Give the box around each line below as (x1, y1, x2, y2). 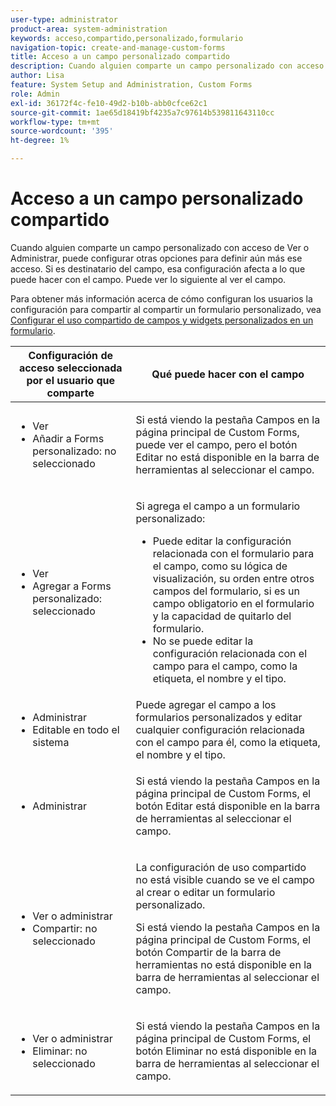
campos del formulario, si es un (152, 584, 300, 598)
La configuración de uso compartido (135, 860, 307, 874)
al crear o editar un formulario (135, 885, 276, 899)
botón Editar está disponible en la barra (135, 799, 321, 813)
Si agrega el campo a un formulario (135, 499, 301, 513)
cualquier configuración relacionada (135, 722, 306, 736)
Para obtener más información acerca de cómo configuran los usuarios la (10, 292, 313, 305)
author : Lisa (10, 71, 65, 81)
